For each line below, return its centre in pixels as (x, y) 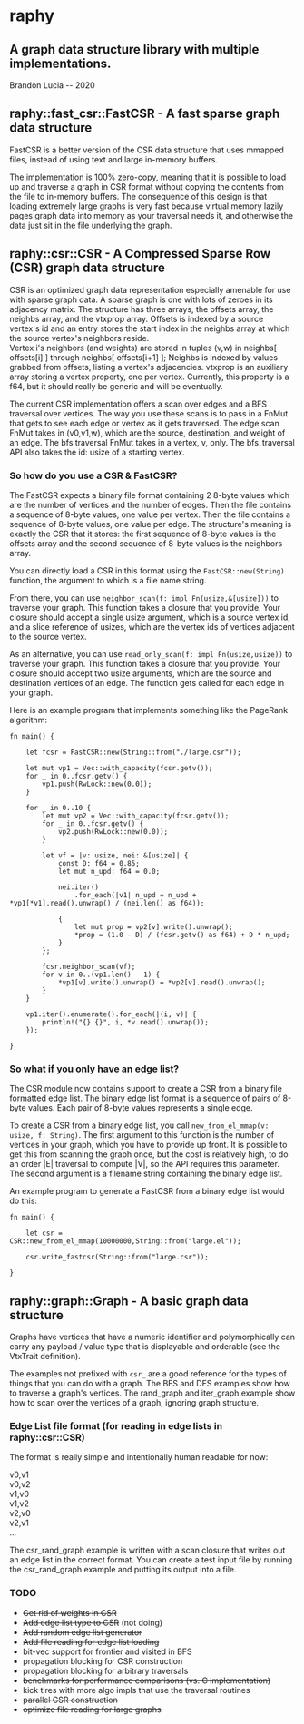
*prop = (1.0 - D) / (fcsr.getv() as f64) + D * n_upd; (182, 935)
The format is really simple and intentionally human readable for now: (139, 1457)
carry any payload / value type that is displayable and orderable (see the (145, 1347)
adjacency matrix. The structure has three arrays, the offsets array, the (142, 309)
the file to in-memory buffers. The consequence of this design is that (138, 196)
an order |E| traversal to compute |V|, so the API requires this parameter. (144, 1164)
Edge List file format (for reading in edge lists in (116, 1425)
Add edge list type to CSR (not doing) (93, 1622)
